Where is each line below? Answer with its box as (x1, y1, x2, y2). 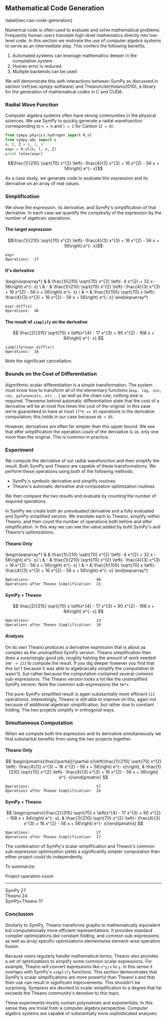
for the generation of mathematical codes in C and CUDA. (5, 88, 123, 94)
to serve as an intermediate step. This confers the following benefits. (5, 42, 146, 49)
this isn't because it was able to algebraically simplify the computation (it (5, 665, 154, 671)
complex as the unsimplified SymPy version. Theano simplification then (5, 649, 152, 655)
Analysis (5, 633, 24, 639)
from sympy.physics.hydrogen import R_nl (5, 133, 92, 138)
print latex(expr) (5, 151, 43, 156)
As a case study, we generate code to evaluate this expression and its (5, 175, 148, 181)
